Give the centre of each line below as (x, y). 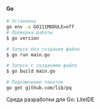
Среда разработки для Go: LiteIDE (50, 99)
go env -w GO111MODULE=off (40, 27)
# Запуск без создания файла (43, 49)
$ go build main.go (31, 71)
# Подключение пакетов (35, 82)
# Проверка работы (29, 32)
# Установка (21, 21)
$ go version (23, 38)
